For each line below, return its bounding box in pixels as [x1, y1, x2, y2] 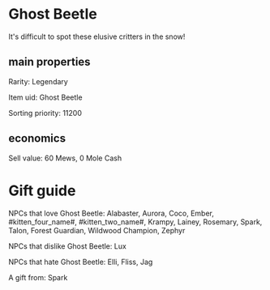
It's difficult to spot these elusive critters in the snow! [8, 32, 186, 41]
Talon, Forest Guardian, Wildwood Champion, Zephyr [8, 225, 186, 235]
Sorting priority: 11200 [8, 108, 83, 117]
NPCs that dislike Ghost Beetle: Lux [8, 241, 127, 251]
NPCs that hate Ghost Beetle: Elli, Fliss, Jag [8, 257, 153, 267]
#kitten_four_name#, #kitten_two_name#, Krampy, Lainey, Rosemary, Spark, [8, 216, 263, 227]
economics [8, 131, 66, 146]
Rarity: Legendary [8, 76, 69, 86]
